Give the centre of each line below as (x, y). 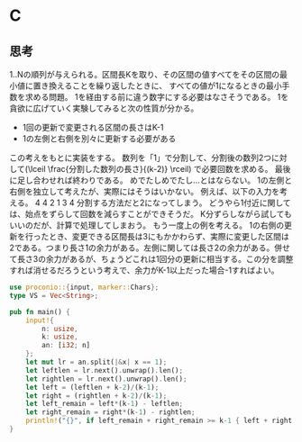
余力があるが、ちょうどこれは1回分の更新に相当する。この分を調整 (169, 259)
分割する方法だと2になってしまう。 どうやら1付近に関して (183, 203)
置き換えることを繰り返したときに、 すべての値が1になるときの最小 (157, 86)
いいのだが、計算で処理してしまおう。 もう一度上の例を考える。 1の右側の (147, 225)
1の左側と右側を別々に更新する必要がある (99, 139)
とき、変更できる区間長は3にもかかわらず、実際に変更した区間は (169, 236)
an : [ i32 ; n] (66, 346)
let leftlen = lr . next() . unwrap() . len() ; (104, 370)
